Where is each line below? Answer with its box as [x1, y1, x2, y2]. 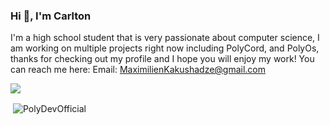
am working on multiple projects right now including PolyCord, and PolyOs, [10, 42, 320, 54]
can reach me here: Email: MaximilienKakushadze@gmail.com [10, 64, 267, 76]
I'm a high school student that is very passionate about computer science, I [10, 32, 320, 44]
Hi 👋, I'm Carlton [10, 9, 92, 23]
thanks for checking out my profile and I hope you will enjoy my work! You [10, 53, 315, 65]
